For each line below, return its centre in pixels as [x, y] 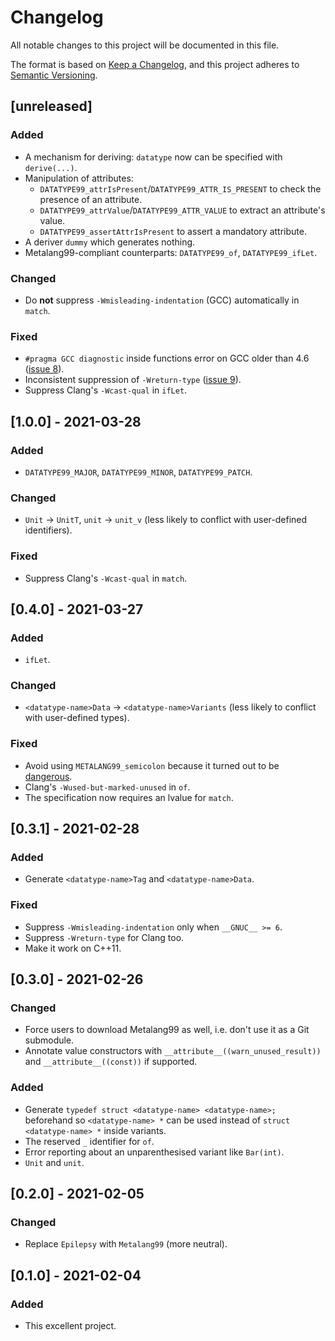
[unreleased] [51, 106]
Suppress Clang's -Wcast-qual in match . [106, 578]
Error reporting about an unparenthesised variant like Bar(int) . [154, 1152]
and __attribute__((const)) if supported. [111, 1062]
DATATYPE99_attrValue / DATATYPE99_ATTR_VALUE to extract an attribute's [182, 210]
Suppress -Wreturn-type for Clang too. [104, 937]
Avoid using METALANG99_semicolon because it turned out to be [152, 765]
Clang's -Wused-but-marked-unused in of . [107, 787]
